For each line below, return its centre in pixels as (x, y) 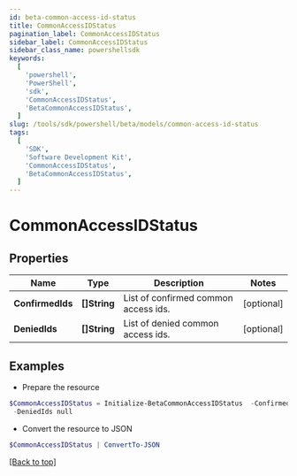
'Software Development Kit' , (79, 157)
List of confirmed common (178, 298)
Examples (37, 366)
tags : (19, 133)
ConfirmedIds (43, 303)
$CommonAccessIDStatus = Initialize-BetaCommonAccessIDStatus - (132, 403)
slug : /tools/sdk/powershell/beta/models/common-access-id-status (134, 125)
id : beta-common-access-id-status (73, 17)
